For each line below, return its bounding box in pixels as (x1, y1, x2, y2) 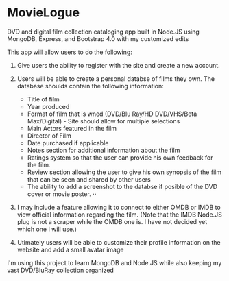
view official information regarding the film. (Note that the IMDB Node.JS (16, 210, 223, 219)
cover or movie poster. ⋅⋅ (27, 190, 97, 198)
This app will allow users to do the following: (7, 48, 132, 56)
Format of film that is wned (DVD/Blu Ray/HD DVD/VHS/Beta (27, 110, 197, 118)
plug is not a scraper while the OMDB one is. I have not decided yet (16, 217, 208, 225)
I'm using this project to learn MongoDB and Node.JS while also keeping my (7, 258, 222, 267)
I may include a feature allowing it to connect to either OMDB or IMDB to (16, 203, 221, 211)
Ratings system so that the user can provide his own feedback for (27, 153, 213, 162)
